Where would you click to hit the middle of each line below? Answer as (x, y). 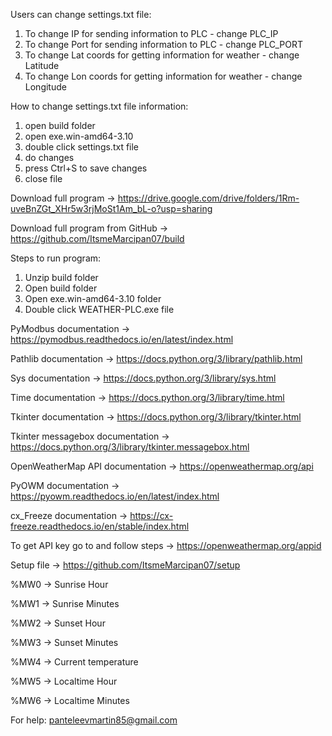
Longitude (45, 87)
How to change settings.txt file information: (99, 106)
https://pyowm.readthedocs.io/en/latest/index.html (115, 496)
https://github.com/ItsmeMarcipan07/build (97, 238)
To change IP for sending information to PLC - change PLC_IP (151, 33)
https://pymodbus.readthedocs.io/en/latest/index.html (122, 339)
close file (43, 178)
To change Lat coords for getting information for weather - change (162, 55)
